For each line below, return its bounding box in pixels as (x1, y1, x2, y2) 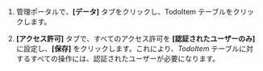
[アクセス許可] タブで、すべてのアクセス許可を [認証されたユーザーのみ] (15, 34, 256, 43)
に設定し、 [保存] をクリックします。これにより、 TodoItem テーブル (15, 44, 240, 53)
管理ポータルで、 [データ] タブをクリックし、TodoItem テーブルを (15, 7, 233, 16)
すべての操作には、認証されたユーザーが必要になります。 (30, 54, 220, 63)
